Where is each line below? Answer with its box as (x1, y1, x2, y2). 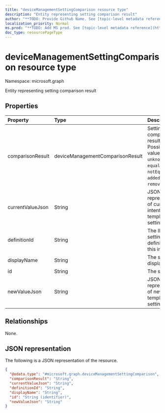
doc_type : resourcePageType (5, 30, 63, 35)
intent (147, 206, 161, 213)
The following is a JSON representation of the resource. (5, 358, 118, 364)
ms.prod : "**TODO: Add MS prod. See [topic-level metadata (5, 26, 129, 31)
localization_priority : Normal (5, 21, 69, 26)
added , (147, 174, 162, 181)
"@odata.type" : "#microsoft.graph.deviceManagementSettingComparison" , (9, 372, 160, 377)
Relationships (5, 317, 48, 326)
